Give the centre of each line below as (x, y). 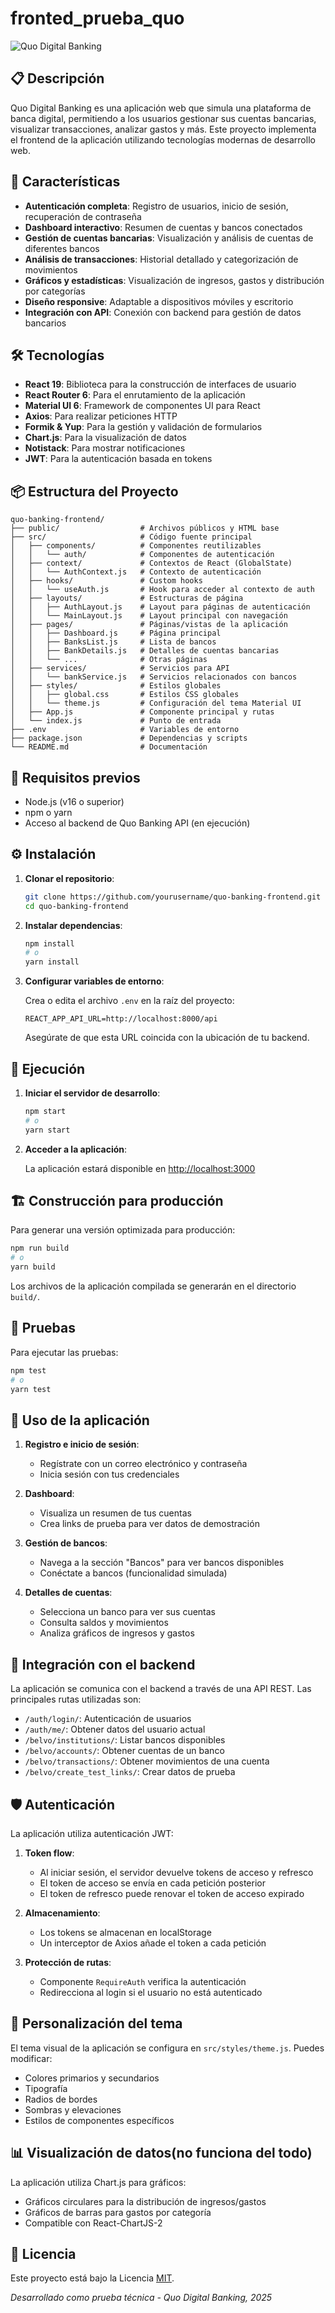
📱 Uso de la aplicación (80, 1420)
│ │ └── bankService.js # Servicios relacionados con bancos (154, 677)
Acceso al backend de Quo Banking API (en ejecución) (137, 823)
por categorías (55, 291)
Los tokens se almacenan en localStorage (125, 1932)
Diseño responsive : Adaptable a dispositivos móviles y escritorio (159, 301)
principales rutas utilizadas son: (76, 1699)
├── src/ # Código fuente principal (131, 537)
